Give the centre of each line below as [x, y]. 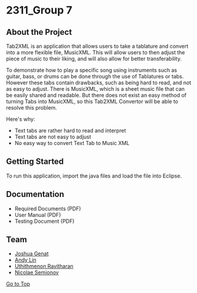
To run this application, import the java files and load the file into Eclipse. [94, 176]
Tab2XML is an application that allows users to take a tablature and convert [97, 46]
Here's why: [21, 119]
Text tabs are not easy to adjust [53, 137]
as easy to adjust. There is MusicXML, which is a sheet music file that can [96, 89]
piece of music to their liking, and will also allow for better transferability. [94, 59]
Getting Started [35, 162]
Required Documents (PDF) [48, 208]
